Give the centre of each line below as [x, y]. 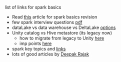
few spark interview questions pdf [47, 22]
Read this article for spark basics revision [54, 17]
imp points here [35, 43]
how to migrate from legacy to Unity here [62, 38]
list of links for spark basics [33, 7]
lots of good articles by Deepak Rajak [50, 54]
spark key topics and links [39, 49]
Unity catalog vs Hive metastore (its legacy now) [62, 33]
